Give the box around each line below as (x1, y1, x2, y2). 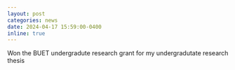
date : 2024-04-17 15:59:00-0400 (7, 23, 102, 30)
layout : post (7, 10, 46, 17)
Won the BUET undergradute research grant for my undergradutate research (7, 49, 229, 57)
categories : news (7, 17, 58, 24)
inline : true (7, 29, 46, 37)
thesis (7, 57, 25, 65)
